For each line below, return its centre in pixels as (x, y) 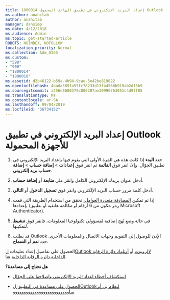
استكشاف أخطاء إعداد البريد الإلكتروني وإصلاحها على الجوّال (69, 276)
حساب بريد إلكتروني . (32, 170)
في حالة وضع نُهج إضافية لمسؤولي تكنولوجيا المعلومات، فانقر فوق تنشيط (81, 221)
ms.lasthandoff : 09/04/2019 (35, 105)
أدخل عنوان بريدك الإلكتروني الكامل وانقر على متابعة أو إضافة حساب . (78, 180)
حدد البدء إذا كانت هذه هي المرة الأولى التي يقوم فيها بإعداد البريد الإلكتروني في (87, 159)
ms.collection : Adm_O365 (32, 52)
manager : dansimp (24, 24)
